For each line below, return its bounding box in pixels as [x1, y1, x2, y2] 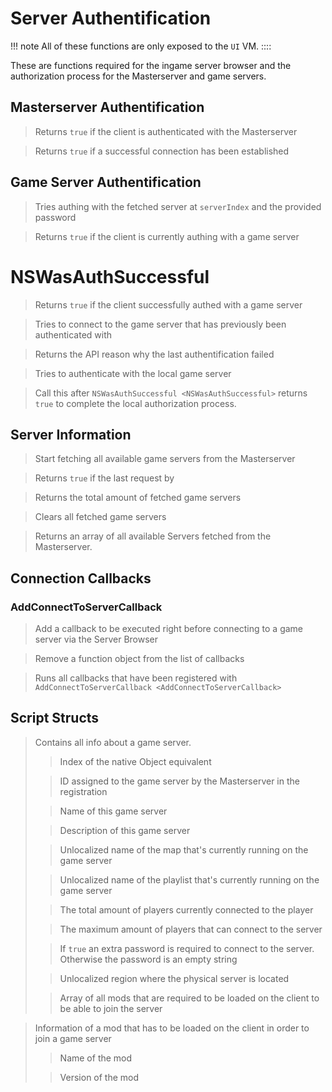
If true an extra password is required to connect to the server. [59, 942, 315, 954]
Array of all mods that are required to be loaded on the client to [59, 992, 320, 1004]
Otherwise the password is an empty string [59, 953, 238, 965]
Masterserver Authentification [10, 99, 205, 116]
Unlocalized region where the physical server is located [59, 972, 290, 984]
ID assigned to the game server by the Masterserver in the [59, 775, 300, 787]
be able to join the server [59, 1002, 163, 1014]
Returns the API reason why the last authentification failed [34, 348, 275, 360]
